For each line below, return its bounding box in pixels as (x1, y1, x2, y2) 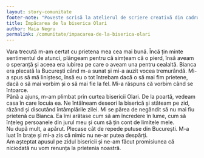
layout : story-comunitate (6, 8, 72, 15)
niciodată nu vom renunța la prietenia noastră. (6, 145, 121, 152)
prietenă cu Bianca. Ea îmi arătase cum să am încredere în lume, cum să (6, 113, 186, 120)
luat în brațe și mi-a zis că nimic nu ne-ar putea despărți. (6, 131, 148, 139)
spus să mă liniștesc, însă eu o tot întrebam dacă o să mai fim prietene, (10, 74, 188, 81)
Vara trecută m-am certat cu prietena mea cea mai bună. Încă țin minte (6, 48, 183, 55)
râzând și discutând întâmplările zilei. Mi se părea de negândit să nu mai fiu (6, 106, 195, 113)
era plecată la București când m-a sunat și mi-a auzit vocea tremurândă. (6, 67, 187, 74)
